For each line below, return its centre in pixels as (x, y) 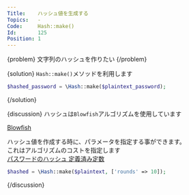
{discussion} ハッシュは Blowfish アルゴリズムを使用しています (94, 114)
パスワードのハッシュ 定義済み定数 (56, 159)
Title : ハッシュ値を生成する (48, 13)
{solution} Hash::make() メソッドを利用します (70, 74)
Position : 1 (24, 39)
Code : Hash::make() (41, 26)
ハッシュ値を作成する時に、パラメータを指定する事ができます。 (96, 142)
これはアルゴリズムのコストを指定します (64, 150)
